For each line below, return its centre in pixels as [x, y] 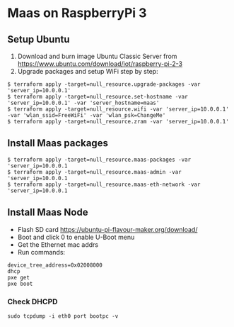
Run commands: [41, 252]
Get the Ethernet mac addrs [58, 244]
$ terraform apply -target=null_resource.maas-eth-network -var [104, 184]
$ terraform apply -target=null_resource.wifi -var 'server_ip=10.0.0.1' [118, 109]
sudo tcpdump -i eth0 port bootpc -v [63, 316]
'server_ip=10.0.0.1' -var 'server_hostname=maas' [83, 103]
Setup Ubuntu [39, 39]
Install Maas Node [48, 212]
